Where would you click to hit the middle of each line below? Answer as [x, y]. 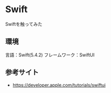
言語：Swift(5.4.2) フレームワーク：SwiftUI [50, 55]
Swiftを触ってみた [24, 24]
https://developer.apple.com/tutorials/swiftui [59, 85]
